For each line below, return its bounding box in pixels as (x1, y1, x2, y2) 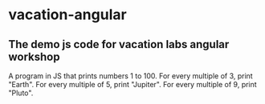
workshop (8, 50, 60, 63)
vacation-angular (8, 6, 127, 24)
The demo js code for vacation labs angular (8, 38, 230, 51)
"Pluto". (8, 88, 34, 98)
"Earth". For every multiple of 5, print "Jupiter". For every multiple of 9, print (8, 80, 257, 89)
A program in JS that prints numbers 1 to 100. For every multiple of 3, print (8, 71, 253, 81)
